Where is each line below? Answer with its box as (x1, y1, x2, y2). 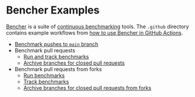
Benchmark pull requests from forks (14, 65, 102, 72)
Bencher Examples (6, 4, 100, 17)
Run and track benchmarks (23, 53, 89, 60)
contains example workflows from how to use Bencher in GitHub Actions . (6, 29, 183, 36)
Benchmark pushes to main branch (14, 41, 99, 48)
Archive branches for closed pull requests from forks (23, 84, 152, 91)
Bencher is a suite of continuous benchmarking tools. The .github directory (6, 23, 189, 30)
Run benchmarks (23, 72, 65, 79)
